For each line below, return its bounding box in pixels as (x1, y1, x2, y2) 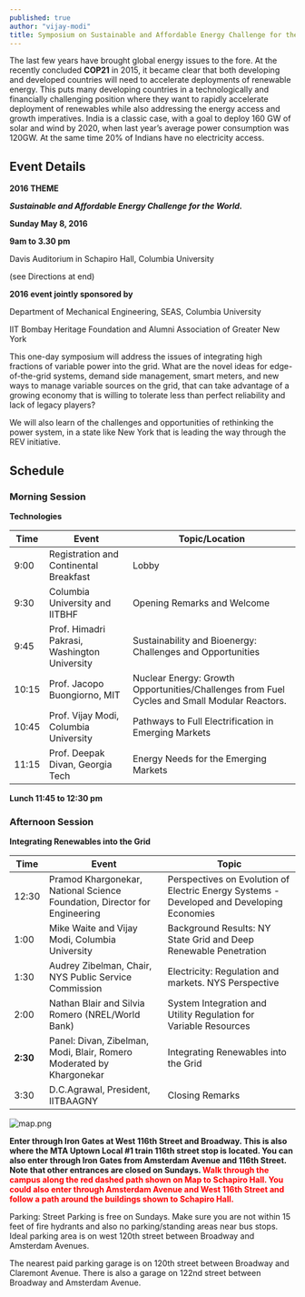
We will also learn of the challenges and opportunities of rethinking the (9, 417, 274, 428)
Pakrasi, (48, 634, 84, 647)
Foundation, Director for (48, 896, 152, 909)
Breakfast (48, 570, 91, 583)
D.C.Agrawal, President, (48, 1083, 151, 1096)
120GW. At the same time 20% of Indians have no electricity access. (9, 133, 265, 144)
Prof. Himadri (48, 622, 106, 635)
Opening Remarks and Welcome (133, 597, 271, 609)
